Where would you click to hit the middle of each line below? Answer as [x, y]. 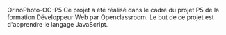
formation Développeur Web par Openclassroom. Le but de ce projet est [111, 17]
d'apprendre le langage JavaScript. [58, 24]
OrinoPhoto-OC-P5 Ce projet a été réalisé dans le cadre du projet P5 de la [113, 10]
